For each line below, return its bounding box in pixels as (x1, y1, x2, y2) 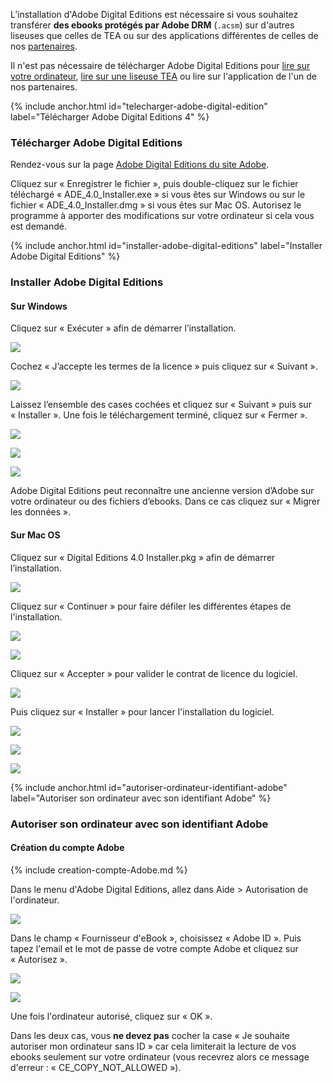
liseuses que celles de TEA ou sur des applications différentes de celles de (10, 30, 319, 41)
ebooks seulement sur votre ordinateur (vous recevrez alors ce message (10, 1050, 310, 1063)
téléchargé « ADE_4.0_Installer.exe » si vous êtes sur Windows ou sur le (10, 189, 306, 201)
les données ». (10, 506, 72, 518)
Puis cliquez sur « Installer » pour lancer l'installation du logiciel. (10, 705, 275, 718)
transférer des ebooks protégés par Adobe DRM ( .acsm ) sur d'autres (10, 19, 295, 31)
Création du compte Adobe (10, 842, 125, 854)
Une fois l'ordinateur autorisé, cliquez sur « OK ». (10, 1010, 213, 1022)
